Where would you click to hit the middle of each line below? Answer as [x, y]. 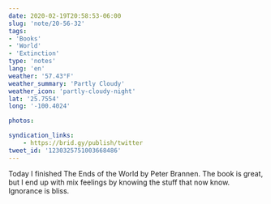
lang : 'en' [27, 69]
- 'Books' [25, 38]
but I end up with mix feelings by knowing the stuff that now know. [119, 182]
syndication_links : [41, 136]
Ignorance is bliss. [39, 190]
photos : [22, 121]
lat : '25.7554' [34, 99]
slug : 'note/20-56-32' [47, 23]
